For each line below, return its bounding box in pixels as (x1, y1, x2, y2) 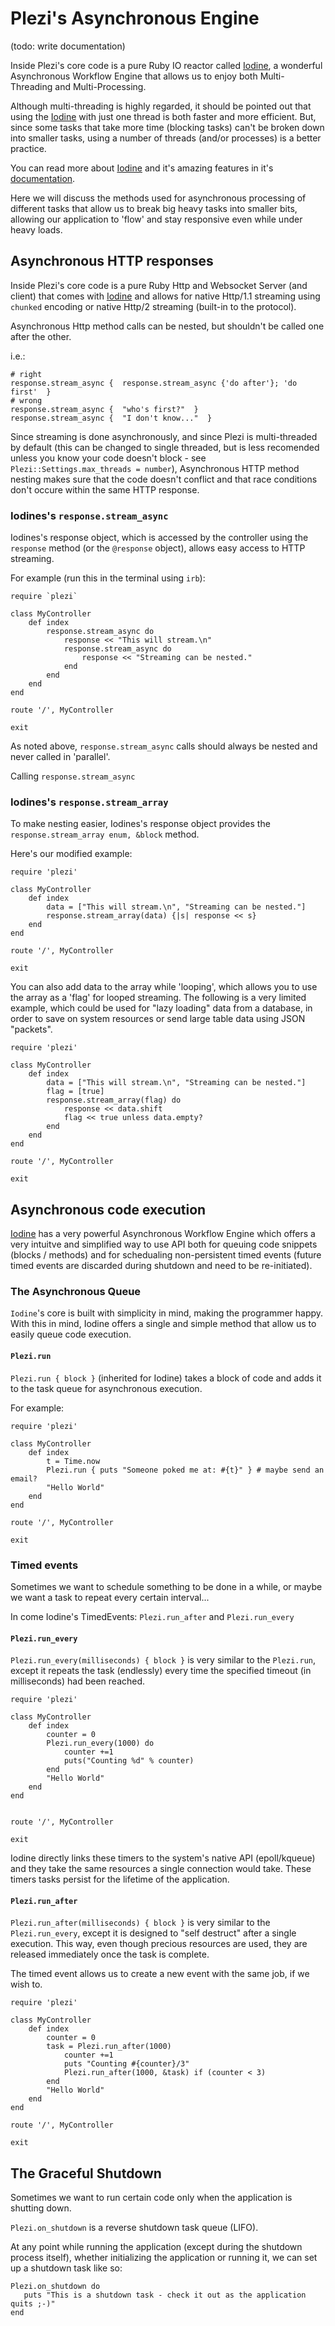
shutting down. (10, 2202, 72, 2214)
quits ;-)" (10, 2299, 56, 2309)
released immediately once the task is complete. (10, 1948, 210, 1961)
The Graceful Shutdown (10, 2165, 162, 2182)
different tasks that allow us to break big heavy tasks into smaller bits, (10, 202, 298, 214)
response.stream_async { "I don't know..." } (10, 413, 213, 423)
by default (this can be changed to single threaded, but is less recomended (10, 441, 320, 453)
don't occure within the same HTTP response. (10, 483, 200, 496)
